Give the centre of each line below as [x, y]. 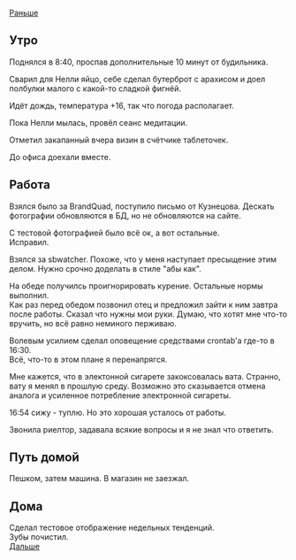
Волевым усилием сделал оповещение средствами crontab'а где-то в [142, 341]
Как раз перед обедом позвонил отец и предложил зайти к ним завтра [144, 304]
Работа [30, 185]
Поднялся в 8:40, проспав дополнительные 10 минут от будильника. [139, 62]
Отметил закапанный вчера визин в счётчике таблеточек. [119, 140]
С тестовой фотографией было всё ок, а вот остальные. [114, 233]
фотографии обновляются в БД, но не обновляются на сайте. [125, 215]
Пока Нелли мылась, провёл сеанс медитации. [99, 122]
